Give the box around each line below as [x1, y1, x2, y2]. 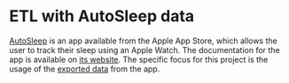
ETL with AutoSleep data [9, 6, 195, 26]
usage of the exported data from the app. [9, 64, 160, 74]
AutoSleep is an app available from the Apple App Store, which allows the [9, 35, 277, 46]
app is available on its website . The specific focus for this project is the [9, 54, 269, 64]
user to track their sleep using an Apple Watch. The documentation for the [9, 44, 281, 55]
